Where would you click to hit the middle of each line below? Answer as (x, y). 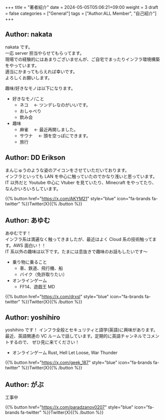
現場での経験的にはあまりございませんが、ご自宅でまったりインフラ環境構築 (82, 59)
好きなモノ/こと (28, 99)
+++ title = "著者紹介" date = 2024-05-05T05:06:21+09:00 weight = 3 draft (82, 7)
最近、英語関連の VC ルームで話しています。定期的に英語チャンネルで (76, 336)
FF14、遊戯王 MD (37, 287)
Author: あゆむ (28, 221)
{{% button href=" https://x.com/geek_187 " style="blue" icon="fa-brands (79, 363)
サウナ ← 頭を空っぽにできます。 (55, 136)
